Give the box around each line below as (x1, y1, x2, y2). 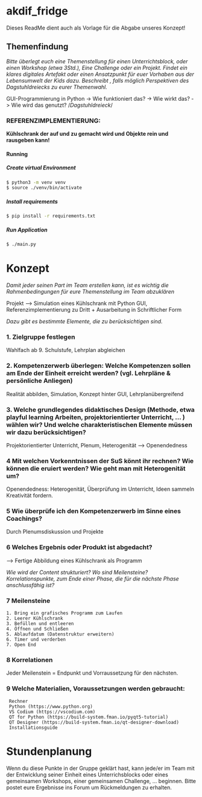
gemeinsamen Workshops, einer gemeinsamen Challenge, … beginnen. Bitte (6, 777, 197, 784)
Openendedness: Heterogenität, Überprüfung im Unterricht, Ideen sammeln (6, 485, 195, 493)
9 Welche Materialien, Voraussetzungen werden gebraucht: (6, 684, 185, 693)
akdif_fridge (6, 4, 68, 18)
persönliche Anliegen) (6, 377, 73, 385)
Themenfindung (6, 42, 69, 52)
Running (6, 150, 28, 157)
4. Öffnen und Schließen (6, 626, 69, 632)
